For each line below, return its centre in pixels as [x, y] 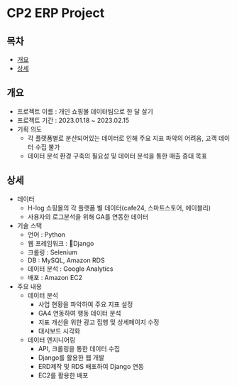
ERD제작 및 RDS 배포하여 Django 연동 [91, 366]
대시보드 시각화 [59, 331]
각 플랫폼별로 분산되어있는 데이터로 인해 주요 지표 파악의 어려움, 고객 [122, 138]
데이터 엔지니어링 [51, 340]
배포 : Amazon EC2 [55, 277]
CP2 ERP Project [56, 13]
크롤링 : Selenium [53, 252]
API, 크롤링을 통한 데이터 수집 [79, 348]
